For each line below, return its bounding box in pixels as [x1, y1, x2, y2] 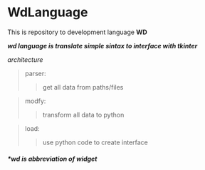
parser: [24, 69, 46, 78]
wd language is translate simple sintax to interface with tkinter [7, 41, 198, 50]
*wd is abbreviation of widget [7, 154, 98, 163]
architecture [7, 55, 43, 64]
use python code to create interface [42, 138, 148, 147]
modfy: [24, 97, 46, 105]
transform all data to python [42, 110, 125, 119]
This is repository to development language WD [7, 28, 147, 36]
